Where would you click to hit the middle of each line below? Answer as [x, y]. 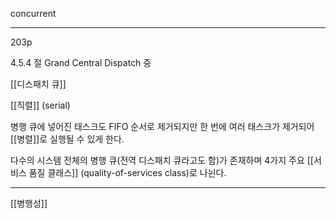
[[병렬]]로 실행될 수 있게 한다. [67, 139]
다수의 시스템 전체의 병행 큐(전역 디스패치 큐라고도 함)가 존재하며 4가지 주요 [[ [162, 160]
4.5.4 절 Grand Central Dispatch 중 [81, 62]
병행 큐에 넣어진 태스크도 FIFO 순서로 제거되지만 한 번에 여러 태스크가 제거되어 [162, 126]
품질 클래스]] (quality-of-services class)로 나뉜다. [127, 172]
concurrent [33, 13]
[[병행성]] [29, 203]
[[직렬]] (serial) [40, 105]
